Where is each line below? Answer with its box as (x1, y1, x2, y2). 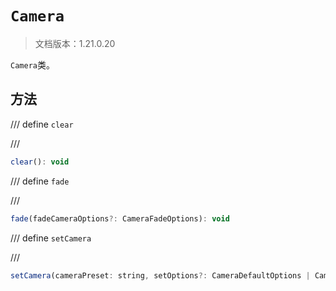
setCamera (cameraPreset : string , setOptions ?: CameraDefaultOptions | (10, 270, 311, 281)
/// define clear (10, 118, 74, 130)
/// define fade (10, 175, 70, 187)
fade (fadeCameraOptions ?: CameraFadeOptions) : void (10, 213, 230, 224)
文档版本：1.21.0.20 (34, 37, 116, 49)
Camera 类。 (10, 58, 55, 71)
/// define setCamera (10, 232, 92, 244)
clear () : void (10, 157, 70, 167)
